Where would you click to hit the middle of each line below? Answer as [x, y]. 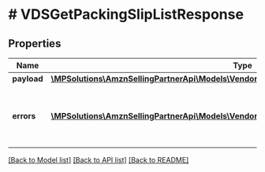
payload [28, 79]
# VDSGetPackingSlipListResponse [126, 15]
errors [24, 116]
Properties [35, 44]
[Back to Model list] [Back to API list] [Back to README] [99, 160]
